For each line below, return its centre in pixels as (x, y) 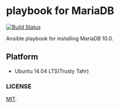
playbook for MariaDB (60, 11)
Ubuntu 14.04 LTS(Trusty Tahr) (52, 71)
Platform (22, 57)
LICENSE (19, 86)
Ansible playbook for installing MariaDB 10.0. (60, 38)
